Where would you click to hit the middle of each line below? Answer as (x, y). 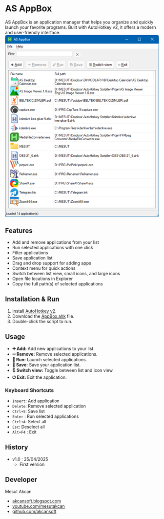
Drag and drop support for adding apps (51, 263)
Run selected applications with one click (53, 248)
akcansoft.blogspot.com (36, 501)
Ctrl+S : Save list (28, 411)
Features (19, 230)
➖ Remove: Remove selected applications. (55, 354)
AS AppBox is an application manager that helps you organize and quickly (79, 22)
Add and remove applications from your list (55, 242)
